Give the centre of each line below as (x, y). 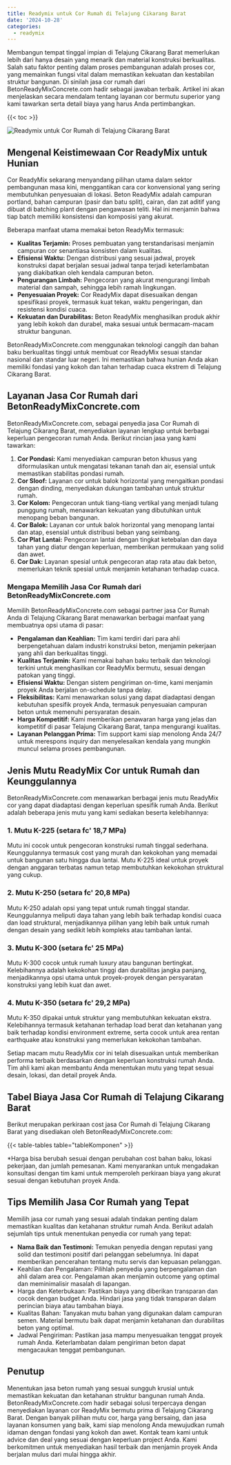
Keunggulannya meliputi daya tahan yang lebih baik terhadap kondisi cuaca (114, 915)
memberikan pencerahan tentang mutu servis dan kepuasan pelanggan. (119, 1261)
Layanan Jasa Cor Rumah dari (73, 396)
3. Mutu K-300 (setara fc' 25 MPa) (66, 947)
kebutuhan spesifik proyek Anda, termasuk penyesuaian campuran (112, 705)
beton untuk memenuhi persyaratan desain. (79, 712)
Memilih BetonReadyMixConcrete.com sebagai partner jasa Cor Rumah (108, 611)
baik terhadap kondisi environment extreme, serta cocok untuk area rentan (113, 1032)
